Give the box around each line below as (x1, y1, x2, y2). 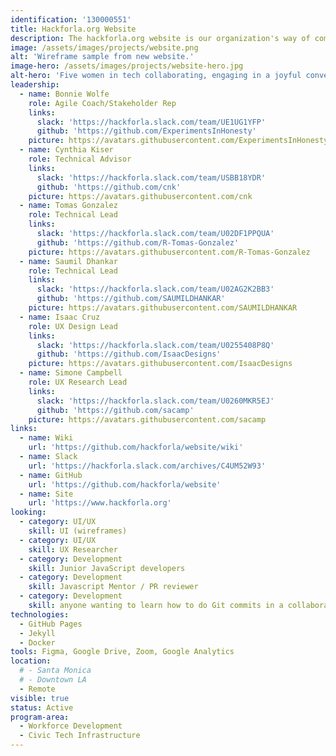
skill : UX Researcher (28, 544, 118, 555)
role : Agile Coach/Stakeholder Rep (28, 98, 177, 108)
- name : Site (19, 489, 74, 499)
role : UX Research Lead (28, 377, 128, 387)
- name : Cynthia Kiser (19, 145, 114, 155)
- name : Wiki (19, 433, 74, 443)
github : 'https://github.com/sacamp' (36, 405, 195, 415)
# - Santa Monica (19, 666, 92, 676)
